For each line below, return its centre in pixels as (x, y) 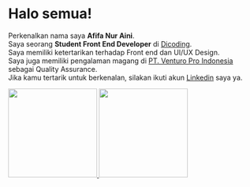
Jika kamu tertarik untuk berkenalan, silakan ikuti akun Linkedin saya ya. (125, 77)
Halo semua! (50, 14)
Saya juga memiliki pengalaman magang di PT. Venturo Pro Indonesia (121, 61)
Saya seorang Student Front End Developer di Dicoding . (100, 43)
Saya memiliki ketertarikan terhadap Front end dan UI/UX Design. (114, 52)
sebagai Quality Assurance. (53, 69)
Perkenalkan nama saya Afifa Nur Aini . (71, 36)
